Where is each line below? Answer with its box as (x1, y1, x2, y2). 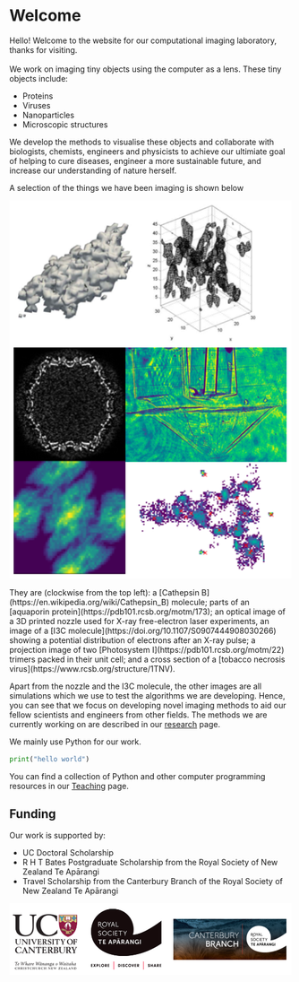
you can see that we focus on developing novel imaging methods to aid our (9, 700, 286, 710)
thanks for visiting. (9, 44, 78, 55)
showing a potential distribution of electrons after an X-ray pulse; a (9, 634, 256, 646)
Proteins (21, 91, 54, 101)
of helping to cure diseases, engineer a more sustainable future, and (9, 155, 261, 166)
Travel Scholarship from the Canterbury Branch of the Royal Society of (21, 876, 284, 887)
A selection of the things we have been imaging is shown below (9, 182, 244, 193)
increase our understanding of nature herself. (9, 165, 177, 176)
